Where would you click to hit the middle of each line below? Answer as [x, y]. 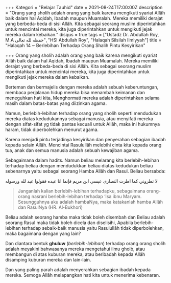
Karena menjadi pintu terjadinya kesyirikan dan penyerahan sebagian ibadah [86, 139]
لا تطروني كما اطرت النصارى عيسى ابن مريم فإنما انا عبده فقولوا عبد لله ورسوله [82, 181]
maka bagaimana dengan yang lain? [43, 233]
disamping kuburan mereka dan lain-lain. [48, 260]
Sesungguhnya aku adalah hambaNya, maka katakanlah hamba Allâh [90, 202]
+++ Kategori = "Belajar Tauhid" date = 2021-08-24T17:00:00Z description [84, 7]
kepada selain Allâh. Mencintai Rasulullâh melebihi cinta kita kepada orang [83, 145]
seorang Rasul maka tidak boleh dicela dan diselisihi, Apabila [69, 223]
